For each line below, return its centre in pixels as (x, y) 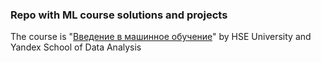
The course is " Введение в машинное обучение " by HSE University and (161, 37)
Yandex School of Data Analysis (76, 47)
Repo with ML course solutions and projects (119, 15)
